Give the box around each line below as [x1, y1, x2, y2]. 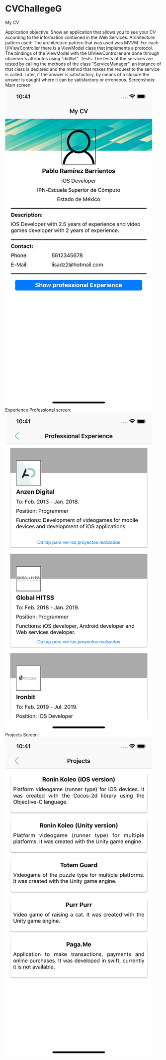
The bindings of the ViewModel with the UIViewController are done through [5, 50, 160, 56]
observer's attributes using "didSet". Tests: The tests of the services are [5, 55, 153, 61]
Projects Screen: [5, 731, 39, 737]
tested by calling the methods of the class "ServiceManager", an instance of [5, 61, 162, 67]
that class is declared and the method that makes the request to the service [5, 66, 160, 72]
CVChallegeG [5, 3, 62, 14]
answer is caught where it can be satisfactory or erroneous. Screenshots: [5, 77, 156, 83]
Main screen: [5, 82, 32, 88]
